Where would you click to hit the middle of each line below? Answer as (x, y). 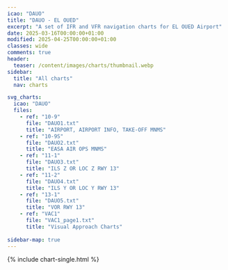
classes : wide (28, 46)
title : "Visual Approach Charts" (74, 227)
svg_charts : (24, 97)
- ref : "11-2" (40, 175)
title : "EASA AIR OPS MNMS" (66, 149)
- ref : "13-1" (40, 194)
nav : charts (31, 85)
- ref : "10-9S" (42, 136)
